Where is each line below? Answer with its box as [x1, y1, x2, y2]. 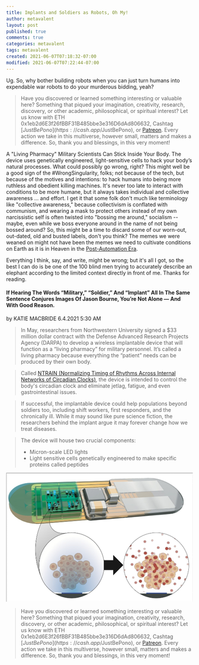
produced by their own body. [20, 358, 92, 365]
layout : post [6, 22, 38, 28]
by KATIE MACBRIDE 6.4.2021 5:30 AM [6, 315, 102, 322]
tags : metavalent [6, 48, 49, 53]
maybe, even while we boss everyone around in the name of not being [6, 220, 178, 227]
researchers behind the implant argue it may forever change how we [20, 419, 188, 426]
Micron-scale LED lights [29, 448, 88, 455]
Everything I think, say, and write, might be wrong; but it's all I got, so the [6, 256, 184, 264]
